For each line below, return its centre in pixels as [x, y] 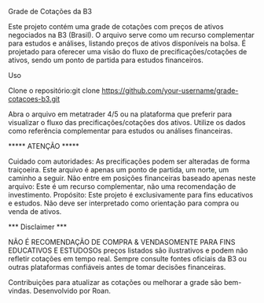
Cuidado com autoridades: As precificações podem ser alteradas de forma [129, 161]
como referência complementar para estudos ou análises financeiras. [121, 131]
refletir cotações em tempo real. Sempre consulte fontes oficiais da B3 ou [128, 259]
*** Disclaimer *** [38, 227]
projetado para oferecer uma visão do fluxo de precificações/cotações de [128, 52]
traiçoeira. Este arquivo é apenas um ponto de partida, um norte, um [119, 170]
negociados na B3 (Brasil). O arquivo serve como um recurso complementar [132, 35]
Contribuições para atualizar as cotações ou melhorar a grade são [115, 282]
